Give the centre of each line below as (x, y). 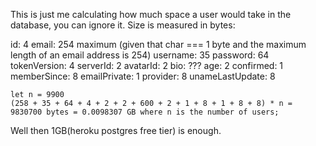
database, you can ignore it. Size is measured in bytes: (123, 25)
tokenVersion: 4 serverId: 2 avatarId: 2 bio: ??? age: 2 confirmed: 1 (147, 65)
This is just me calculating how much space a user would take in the (151, 14)
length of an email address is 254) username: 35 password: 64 (140, 55)
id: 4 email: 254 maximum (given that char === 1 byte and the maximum (158, 44)
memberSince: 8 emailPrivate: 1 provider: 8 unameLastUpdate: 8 (143, 76)
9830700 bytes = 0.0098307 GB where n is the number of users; (145, 112)
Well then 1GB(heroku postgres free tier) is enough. (116, 130)
